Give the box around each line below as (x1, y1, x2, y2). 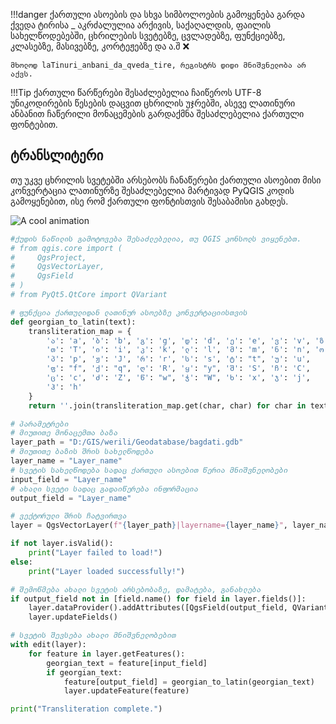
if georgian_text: (46, 667, 123, 678)
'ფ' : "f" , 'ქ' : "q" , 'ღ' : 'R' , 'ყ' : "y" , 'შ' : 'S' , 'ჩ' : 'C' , (46, 364, 311, 374)
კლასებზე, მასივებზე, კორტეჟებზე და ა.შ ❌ (10, 40, 190, 52)
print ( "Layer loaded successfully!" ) (28, 566, 186, 576)
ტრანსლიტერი (10, 147, 104, 164)
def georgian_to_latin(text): (10, 317, 137, 327)
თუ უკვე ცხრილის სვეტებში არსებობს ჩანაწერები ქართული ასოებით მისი (10, 174, 322, 186)
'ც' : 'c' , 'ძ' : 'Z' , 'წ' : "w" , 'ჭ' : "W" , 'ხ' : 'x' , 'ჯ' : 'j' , (46, 373, 311, 383)
